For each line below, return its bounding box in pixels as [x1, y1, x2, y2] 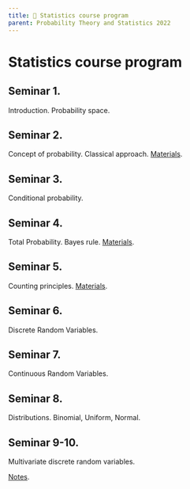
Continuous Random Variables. [8, 369, 109, 378]
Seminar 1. [8, 85, 61, 98]
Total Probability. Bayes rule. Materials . [8, 237, 135, 246]
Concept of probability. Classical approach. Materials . [8, 150, 183, 159]
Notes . [8, 472, 30, 481]
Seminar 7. [8, 347, 61, 361]
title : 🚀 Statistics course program [8, 11, 129, 20]
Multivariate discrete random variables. [8, 457, 136, 466]
